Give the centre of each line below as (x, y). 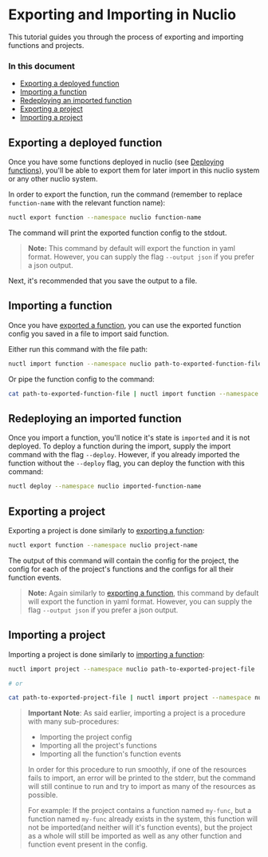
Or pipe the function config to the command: (81, 379)
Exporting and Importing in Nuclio (122, 15)
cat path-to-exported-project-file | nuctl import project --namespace (130, 698)
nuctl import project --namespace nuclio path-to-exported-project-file (132, 669)
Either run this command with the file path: (78, 349)
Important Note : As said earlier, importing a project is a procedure (136, 713)
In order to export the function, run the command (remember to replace (126, 194)
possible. (43, 795)
